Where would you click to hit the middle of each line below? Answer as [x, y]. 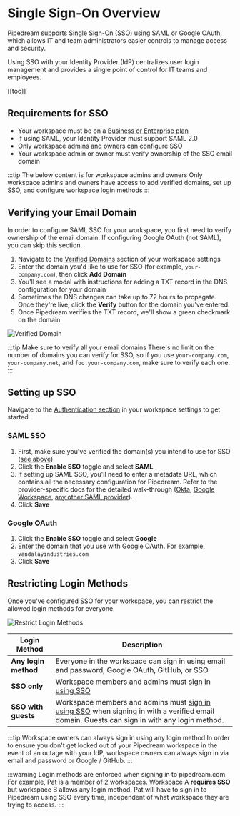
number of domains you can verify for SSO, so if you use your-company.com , [118, 354]
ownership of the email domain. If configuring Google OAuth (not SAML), [114, 237]
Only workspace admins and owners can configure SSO [100, 146]
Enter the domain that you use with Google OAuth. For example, [111, 546]
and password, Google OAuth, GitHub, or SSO [132, 670]
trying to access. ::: [36, 805]
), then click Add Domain [90, 274]
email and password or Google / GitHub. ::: [70, 760]
